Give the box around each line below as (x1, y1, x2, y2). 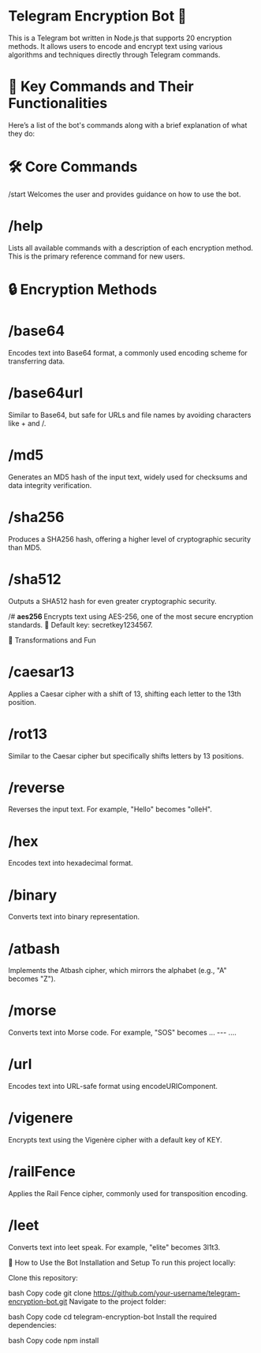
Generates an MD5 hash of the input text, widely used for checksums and (8, 472, 248, 482)
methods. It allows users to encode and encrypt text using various (8, 41, 223, 50)
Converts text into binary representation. (8, 912, 140, 922)
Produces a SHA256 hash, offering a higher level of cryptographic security (8, 534, 251, 543)
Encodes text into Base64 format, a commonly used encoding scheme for (8, 348, 248, 357)
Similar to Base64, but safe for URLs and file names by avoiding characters (8, 410, 252, 419)
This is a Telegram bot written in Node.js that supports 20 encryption (8, 33, 233, 43)
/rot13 (8, 725, 48, 743)
